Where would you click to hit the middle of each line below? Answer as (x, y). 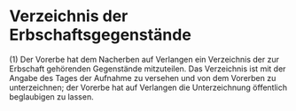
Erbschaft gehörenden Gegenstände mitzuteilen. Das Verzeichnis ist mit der (148, 69)
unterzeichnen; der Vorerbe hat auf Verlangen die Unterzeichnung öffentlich (148, 87)
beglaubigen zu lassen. (52, 96)
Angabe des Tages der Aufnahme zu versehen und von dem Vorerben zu (143, 78)
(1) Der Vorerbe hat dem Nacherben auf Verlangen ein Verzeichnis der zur (144, 59)
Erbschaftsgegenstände (101, 35)
